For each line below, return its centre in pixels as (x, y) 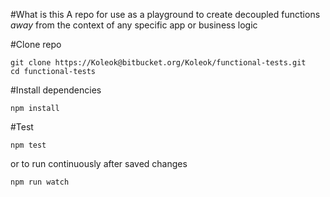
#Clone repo (36, 44)
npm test (28, 145)
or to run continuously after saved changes (99, 163)
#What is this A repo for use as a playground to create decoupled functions (165, 14)
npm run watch (40, 182)
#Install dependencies (56, 90)
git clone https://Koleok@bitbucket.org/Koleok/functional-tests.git (158, 63)
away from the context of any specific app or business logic (134, 25)
